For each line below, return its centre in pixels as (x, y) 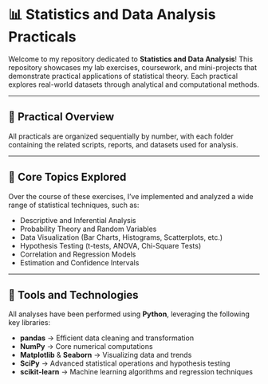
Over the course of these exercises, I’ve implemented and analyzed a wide (131, 196)
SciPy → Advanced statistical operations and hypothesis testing (125, 363)
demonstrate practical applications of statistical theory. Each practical (123, 76)
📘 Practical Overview (61, 117)
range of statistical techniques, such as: (74, 205)
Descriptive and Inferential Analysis (78, 220)
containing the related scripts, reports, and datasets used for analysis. (123, 144)
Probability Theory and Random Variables (88, 229)
